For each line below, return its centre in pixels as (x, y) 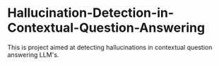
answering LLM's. (33, 55)
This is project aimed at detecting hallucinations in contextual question (110, 47)
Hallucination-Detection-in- (91, 13)
